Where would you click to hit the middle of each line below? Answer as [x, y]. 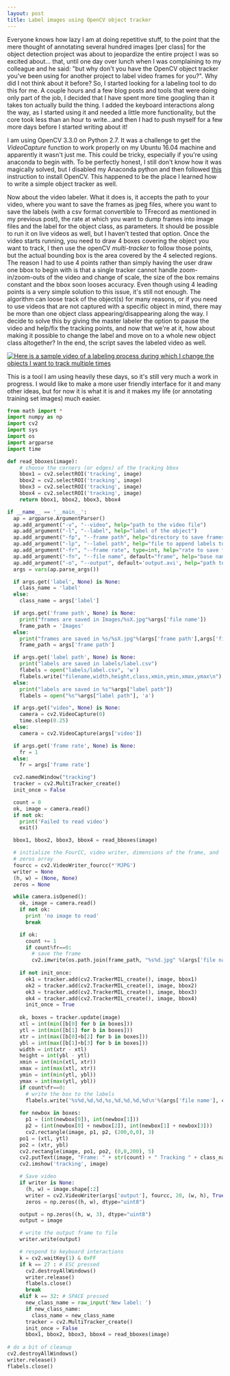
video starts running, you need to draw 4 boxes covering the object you [108, 241]
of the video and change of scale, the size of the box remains [133, 277]
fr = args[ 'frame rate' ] [55, 765]
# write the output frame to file [68, 1233]
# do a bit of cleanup [39, 1347]
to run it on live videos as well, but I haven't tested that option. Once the [108, 233]
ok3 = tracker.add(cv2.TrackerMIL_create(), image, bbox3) [111, 992]
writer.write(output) [50, 1240]
